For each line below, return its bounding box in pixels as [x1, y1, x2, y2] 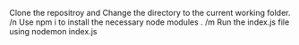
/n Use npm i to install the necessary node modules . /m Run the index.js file [9, 17, 290, 27]
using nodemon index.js [9, 26, 98, 36]
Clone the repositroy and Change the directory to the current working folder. [9, 8, 291, 18]
